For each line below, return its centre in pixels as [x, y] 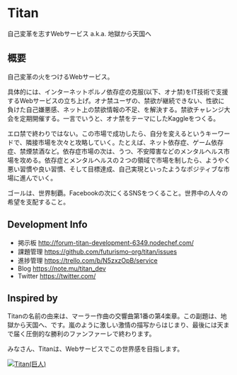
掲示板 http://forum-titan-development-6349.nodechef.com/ [106, 242]
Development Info [47, 225]
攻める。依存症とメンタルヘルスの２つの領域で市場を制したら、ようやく [125, 160]
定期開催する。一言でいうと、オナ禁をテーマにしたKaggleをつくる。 [120, 118]
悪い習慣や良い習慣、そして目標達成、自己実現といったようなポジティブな [116, 169]
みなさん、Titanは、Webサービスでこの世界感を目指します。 [96, 349]
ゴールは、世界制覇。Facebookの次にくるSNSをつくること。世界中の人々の [118, 192]
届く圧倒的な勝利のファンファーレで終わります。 [84, 334]
